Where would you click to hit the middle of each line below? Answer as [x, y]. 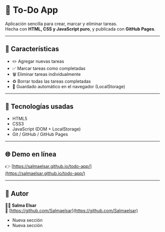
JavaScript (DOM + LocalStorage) [46, 129]
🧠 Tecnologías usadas [39, 107]
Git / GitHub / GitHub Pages [40, 134]
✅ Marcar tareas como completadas [49, 68]
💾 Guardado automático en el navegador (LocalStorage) [69, 86]
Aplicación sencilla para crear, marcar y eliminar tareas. [61, 24]
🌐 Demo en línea [31, 154]
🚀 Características [32, 49]
